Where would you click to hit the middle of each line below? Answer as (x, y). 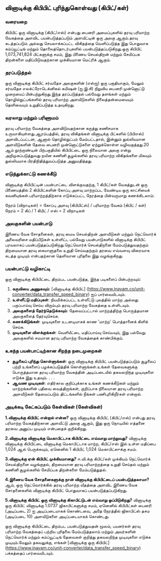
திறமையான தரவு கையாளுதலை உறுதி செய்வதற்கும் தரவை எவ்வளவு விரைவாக (77, 250)
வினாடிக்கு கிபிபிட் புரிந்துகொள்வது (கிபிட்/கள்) (67, 8)
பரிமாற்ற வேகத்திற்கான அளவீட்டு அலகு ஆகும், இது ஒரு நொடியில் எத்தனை (75, 423)
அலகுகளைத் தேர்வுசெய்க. (36, 316)
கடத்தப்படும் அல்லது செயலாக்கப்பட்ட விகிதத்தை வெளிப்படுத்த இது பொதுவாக (77, 43)
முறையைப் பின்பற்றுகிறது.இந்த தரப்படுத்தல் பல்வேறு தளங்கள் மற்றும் (68, 94)
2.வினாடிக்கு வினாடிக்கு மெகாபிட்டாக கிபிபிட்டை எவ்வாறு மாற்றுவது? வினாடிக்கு (76, 438)
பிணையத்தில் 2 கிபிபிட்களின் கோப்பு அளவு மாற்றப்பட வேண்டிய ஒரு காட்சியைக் (77, 190)
